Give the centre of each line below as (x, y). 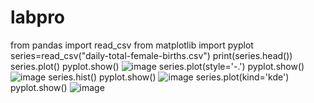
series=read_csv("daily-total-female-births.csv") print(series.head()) (151, 55)
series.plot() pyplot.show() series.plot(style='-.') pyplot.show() (157, 66)
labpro (38, 17)
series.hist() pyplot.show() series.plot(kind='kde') (169, 77)
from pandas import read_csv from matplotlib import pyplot (132, 45)
